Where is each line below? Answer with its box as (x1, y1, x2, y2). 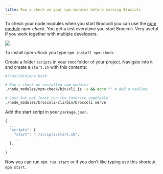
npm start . (5, 164, 26, 170)
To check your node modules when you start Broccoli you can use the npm (5, 20, 157, 26)
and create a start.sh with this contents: (5, 64, 88, 70)
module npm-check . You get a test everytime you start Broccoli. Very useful (5, 25, 158, 32)
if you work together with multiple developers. (5, 31, 98, 37)
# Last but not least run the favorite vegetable (5, 96, 109, 100)
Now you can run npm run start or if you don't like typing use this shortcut (5, 159, 156, 165)
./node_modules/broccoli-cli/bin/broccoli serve (5, 100, 106, 105)
